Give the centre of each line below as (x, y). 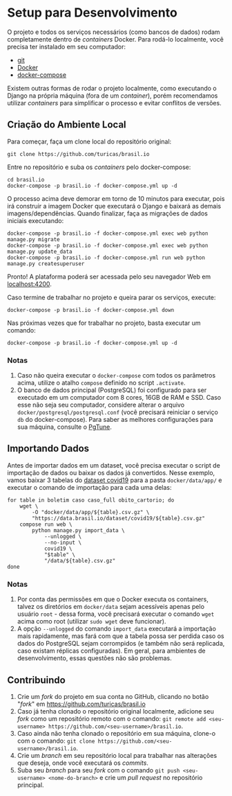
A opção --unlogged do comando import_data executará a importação (116, 629)
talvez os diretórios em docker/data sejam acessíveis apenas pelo (111, 607)
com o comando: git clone (56, 741)
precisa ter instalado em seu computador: (67, 46)
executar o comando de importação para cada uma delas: (89, 487)
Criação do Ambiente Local (67, 125)
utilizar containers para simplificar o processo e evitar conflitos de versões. (115, 103)
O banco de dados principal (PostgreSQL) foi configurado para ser (112, 390)
